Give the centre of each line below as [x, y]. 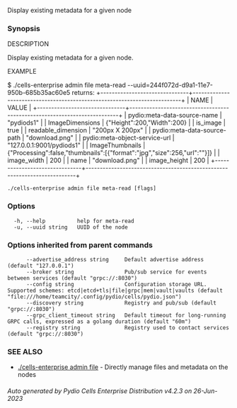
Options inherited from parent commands [80, 245]
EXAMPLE [22, 72]
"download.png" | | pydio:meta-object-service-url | [100, 138]
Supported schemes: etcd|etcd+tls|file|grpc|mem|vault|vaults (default [115, 290]
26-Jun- [206, 391]
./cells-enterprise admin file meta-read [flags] [82, 188]
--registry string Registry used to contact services [128, 328]
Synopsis [24, 28]
